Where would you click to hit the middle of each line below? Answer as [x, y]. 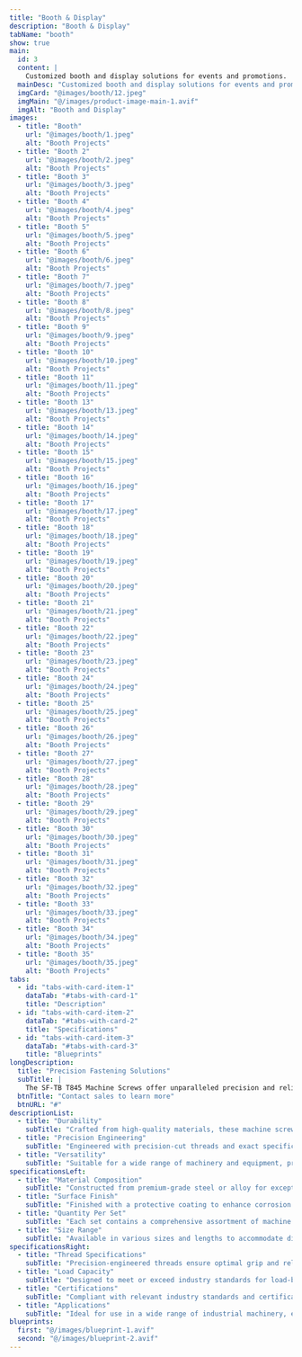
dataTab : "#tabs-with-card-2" [82, 1021]
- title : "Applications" [64, 1305]
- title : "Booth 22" [56, 628]
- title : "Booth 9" [54, 327]
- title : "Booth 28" [56, 779]
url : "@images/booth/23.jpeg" [82, 662]
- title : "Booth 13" [56, 402]
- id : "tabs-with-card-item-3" [76, 1038]
